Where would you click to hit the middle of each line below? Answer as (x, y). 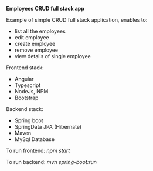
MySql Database (34, 139)
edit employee (32, 37)
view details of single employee (52, 56)
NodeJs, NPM (31, 91)
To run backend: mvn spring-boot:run (52, 162)
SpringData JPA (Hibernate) (48, 127)
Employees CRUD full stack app (45, 9)
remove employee (36, 50)
